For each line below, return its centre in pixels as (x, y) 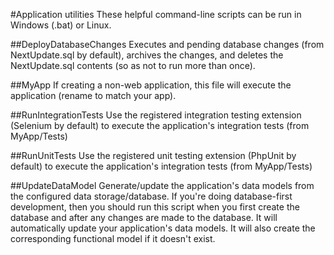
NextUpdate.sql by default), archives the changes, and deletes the (147, 55)
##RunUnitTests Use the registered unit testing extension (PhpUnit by (153, 155)
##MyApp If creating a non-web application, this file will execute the (151, 85)
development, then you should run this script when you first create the (155, 207)
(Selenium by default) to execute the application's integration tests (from (160, 125)
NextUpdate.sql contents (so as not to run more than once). (133, 65)
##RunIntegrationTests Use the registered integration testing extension (156, 115)
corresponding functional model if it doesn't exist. (113, 238)
